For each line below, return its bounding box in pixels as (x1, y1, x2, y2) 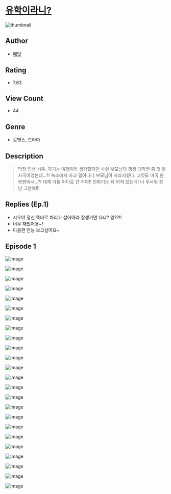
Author (5, 37, 28, 45)
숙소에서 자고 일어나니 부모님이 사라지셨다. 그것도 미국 (51, 172, 159, 178)
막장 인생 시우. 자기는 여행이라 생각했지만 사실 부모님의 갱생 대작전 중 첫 (17, 166, 161, 172)
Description (5, 151, 43, 161)
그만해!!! (23, 185, 40, 191)
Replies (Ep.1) (5, 200, 49, 209)
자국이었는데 (17, 172, 43, 178)
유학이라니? (5, 5, 52, 16)
